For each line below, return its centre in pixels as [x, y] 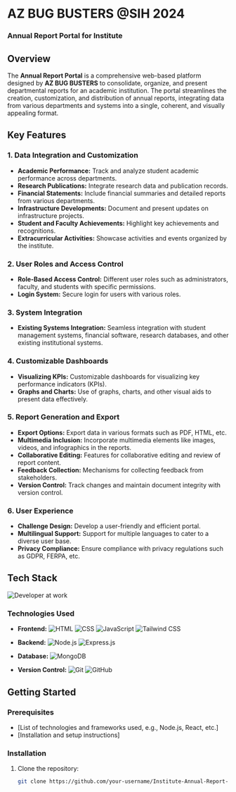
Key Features [37, 135]
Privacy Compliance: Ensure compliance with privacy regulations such [120, 549]
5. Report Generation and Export [64, 417]
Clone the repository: [48, 769]
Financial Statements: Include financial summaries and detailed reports [122, 193]
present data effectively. [52, 399]
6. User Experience [40, 511]
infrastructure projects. [51, 215]
